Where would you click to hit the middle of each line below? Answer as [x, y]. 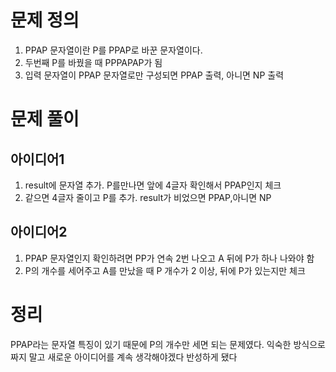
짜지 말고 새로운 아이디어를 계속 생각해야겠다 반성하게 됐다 [124, 357]
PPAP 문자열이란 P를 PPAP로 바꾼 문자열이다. [113, 50]
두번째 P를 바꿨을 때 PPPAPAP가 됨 [93, 62]
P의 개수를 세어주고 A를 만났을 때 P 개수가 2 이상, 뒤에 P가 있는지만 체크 [165, 270]
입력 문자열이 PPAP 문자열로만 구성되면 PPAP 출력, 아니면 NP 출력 [154, 75]
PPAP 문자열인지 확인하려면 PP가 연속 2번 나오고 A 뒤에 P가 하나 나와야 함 [169, 258]
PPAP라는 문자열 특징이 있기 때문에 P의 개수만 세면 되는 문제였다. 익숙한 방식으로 [168, 344]
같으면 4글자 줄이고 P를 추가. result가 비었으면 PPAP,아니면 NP [148, 197]
